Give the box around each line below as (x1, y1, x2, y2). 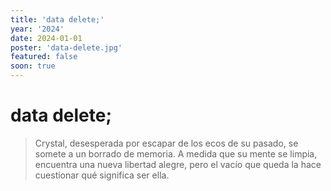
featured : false (10, 52, 78, 62)
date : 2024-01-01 (10, 33, 83, 43)
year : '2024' (10, 24, 65, 34)
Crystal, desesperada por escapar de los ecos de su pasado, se (34, 137, 299, 149)
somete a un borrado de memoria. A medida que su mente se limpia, (34, 147, 318, 160)
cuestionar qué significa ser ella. (34, 169, 170, 181)
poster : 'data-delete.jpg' (10, 42, 123, 53)
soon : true (10, 61, 56, 71)
